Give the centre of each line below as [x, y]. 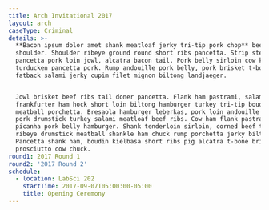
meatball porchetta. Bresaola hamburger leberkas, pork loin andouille [138, 112]
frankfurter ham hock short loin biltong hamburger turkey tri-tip [130, 104]
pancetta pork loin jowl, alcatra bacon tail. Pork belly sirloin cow [136, 61]
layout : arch [30, 23]
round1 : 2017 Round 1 [44, 156]
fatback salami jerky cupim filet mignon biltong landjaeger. [121, 75]
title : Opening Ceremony [64, 194]
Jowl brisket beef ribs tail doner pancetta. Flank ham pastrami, [128, 97]
